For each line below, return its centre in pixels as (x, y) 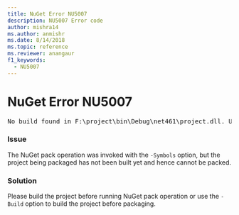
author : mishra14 (33, 27)
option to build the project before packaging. (90, 204)
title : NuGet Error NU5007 (47, 14)
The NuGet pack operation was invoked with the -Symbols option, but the (114, 155)
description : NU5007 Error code (55, 21)
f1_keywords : (27, 60)
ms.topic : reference (38, 47)
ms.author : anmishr (36, 34)
